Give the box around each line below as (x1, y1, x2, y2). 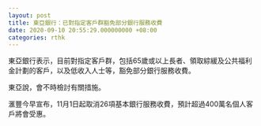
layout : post (8, 11, 51, 20)
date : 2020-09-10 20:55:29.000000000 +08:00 (8, 26, 157, 34)
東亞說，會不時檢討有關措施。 (8, 83, 105, 92)
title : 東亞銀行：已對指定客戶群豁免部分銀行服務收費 (8, 19, 163, 27)
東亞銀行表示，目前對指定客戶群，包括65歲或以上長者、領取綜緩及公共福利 (8, 56, 252, 65)
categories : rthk (8, 33, 66, 42)
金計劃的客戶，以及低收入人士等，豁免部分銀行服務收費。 (8, 66, 195, 76)
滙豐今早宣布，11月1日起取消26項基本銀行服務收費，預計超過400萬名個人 (8, 99, 247, 109)
